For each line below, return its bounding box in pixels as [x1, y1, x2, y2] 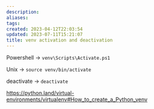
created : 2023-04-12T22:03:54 [6, 26, 83, 32]
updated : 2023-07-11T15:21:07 [6, 32, 83, 38]
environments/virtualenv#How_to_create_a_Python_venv [6, 96, 148, 103]
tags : [6, 20, 20, 26]
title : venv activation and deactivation [6, 37, 113, 43]
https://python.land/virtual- [6, 90, 74, 96]
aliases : [6, 15, 29, 21]
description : [6, 9, 40, 15]
